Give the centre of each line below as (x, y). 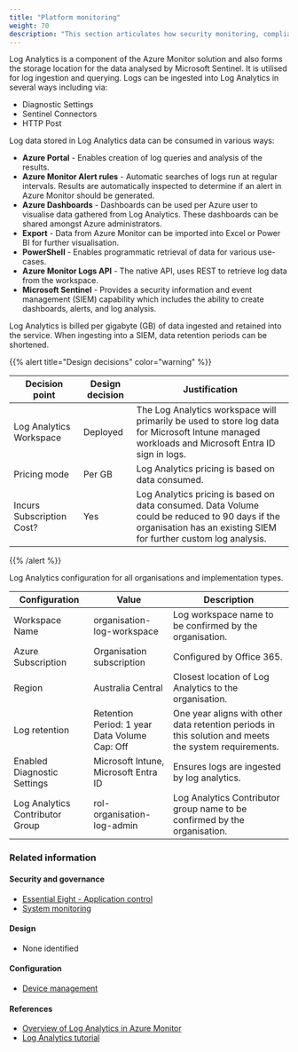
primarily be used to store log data (208, 421)
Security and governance (57, 879)
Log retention (41, 731)
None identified (50, 948)
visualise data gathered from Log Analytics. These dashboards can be (150, 215)
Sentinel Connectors (59, 114)
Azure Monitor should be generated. (88, 195)
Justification (210, 390)
